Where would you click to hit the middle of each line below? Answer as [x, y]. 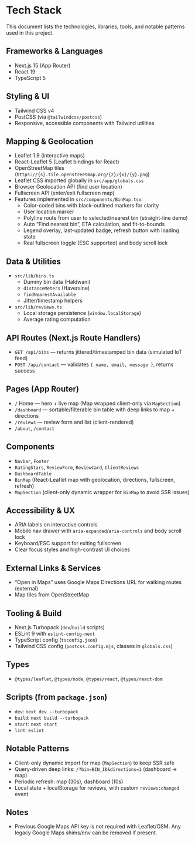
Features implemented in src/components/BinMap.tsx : [79, 199]
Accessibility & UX [40, 511]
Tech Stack [34, 10]
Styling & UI [28, 97]
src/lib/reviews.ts [38, 307]
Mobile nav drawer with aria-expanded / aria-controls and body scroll [98, 531]
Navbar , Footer [32, 461]
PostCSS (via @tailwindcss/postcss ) [58, 117]
